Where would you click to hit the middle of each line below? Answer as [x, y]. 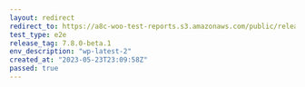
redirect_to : [34, 26]
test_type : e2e [38, 34]
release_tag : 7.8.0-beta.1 [60, 43]
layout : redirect [42, 18]
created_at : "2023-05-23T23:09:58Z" [79, 60]
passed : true [34, 69]
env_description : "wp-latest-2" [70, 52]
